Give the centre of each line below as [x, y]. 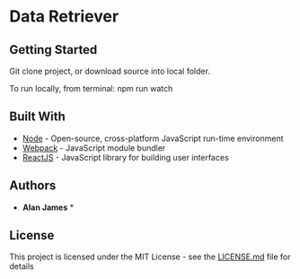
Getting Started [53, 50]
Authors [33, 186]
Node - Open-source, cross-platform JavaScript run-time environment [153, 138]
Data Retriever [64, 17]
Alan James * [48, 207]
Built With [37, 117]
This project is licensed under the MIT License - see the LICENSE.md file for [150, 257]
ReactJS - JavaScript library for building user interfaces [125, 157]
